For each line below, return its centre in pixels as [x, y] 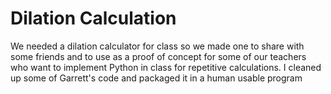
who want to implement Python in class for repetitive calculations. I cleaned [166, 67]
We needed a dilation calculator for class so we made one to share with [157, 46]
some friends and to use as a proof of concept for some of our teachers [158, 56]
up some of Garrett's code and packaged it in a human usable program [156, 78]
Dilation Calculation [93, 18]
